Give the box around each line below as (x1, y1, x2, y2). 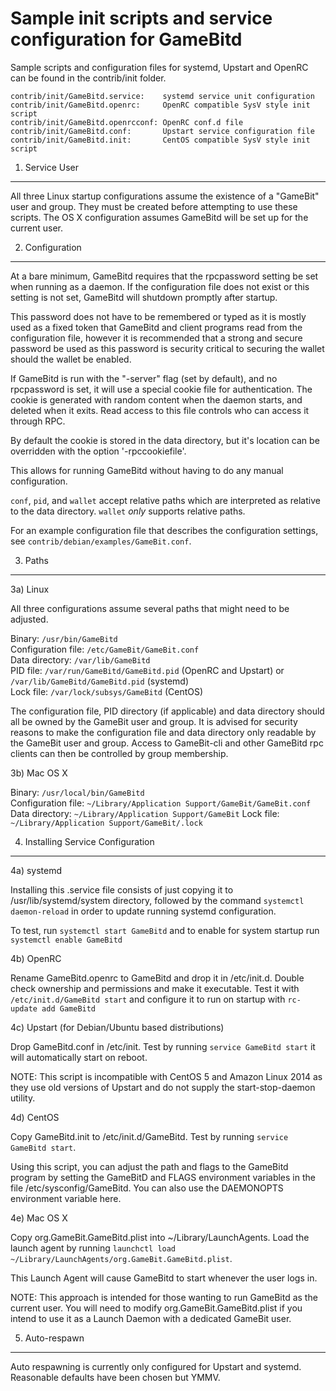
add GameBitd (41, 1003, 97, 1014)
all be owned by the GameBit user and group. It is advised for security (10, 715, 298, 727)
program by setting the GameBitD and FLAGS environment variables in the (10, 1171, 316, 1183)
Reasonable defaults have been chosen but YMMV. (10, 1371, 221, 1383)
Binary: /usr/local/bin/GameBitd (10, 786, 145, 798)
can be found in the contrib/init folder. (10, 72, 167, 84)
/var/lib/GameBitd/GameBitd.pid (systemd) (10, 675, 190, 687)
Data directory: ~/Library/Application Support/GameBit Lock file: (10, 807, 280, 819)
